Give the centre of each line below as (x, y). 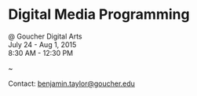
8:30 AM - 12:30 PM (41, 53)
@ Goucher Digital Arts (45, 36)
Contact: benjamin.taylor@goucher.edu (72, 83)
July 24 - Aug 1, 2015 (42, 44)
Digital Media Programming (99, 15)
